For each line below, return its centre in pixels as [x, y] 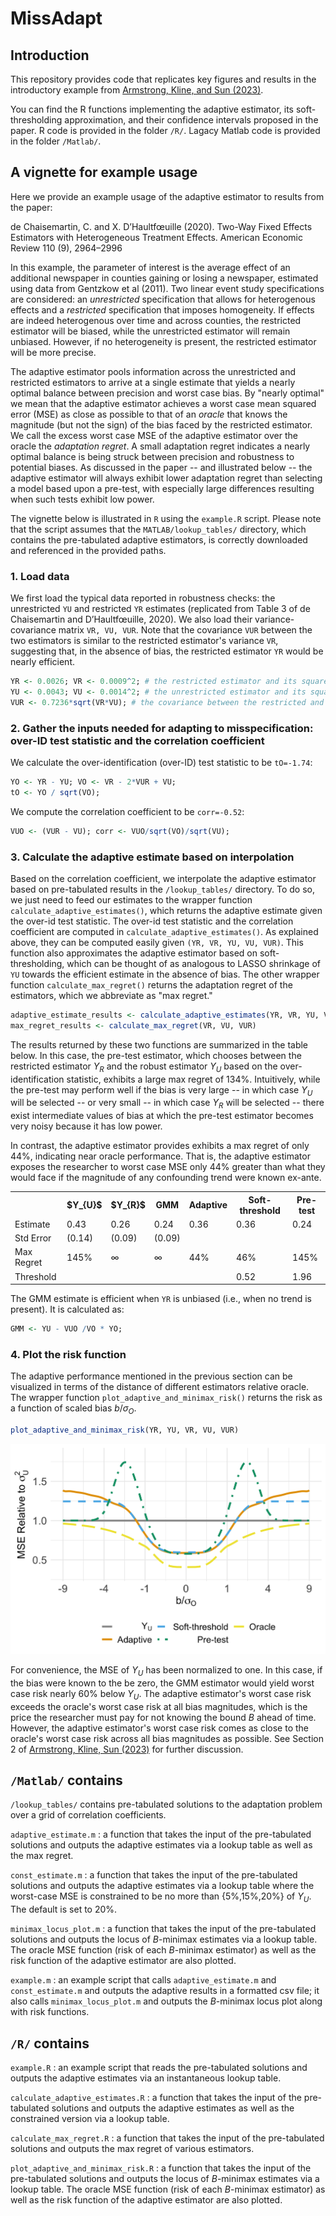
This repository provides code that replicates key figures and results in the [163, 79]
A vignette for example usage [104, 172]
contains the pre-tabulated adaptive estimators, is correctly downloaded [159, 539]
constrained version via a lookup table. [90, 2118]
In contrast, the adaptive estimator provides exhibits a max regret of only [160, 1146]
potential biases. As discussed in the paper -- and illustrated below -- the [161, 467]
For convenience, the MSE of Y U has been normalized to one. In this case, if [166, 1670]
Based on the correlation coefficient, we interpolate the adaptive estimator [163, 878]
